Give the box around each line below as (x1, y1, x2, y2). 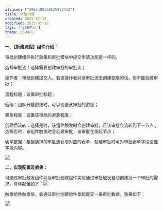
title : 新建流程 (5, 12, 35, 17)
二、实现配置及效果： (5, 164, 48, 170)
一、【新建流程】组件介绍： (5, 44, 58, 49)
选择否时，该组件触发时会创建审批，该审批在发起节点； (5, 129, 115, 134)
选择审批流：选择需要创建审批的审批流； (5, 64, 86, 70)
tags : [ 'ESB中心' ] (5, 25, 41, 30)
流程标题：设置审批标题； (5, 91, 56, 97)
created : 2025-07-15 (5, 16, 47, 21)
